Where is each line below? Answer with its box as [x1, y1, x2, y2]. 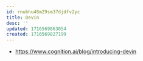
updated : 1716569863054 [6, 25, 67, 32]
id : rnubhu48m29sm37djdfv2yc [6, 8, 80, 15]
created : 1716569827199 [6, 31, 67, 37]
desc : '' [6, 20, 29, 26]
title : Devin [6, 14, 40, 21]
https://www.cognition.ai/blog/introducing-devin [15, 48, 137, 55]
